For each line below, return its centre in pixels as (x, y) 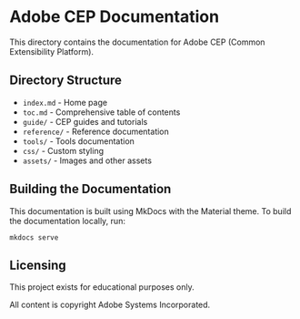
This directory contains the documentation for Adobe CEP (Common (137, 42)
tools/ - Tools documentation (78, 141)
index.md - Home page (65, 102)
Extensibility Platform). (51, 51)
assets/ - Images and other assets (87, 160)
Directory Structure (66, 81)
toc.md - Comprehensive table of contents (101, 112)
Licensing (38, 265)
